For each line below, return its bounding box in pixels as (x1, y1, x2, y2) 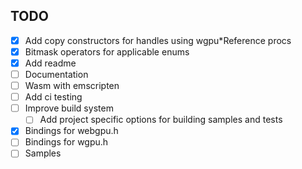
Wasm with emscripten (24, 80, 120, 92)
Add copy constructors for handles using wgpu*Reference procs (24, 34, 292, 46)
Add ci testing (24, 91, 83, 103)
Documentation (24, 69, 89, 80)
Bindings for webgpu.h (24, 125, 119, 137)
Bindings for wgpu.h (24, 136, 109, 148)
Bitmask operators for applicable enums (24, 45, 190, 58)
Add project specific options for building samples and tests (39, 114, 283, 126)
